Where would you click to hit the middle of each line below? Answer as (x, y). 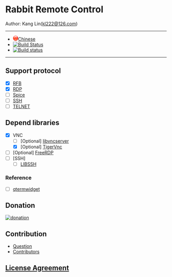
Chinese (27, 39)
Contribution (26, 234)
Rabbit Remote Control (55, 9)
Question (22, 246)
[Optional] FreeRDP (33, 153)
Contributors (26, 252)
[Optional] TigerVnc (41, 147)
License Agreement (37, 268)
